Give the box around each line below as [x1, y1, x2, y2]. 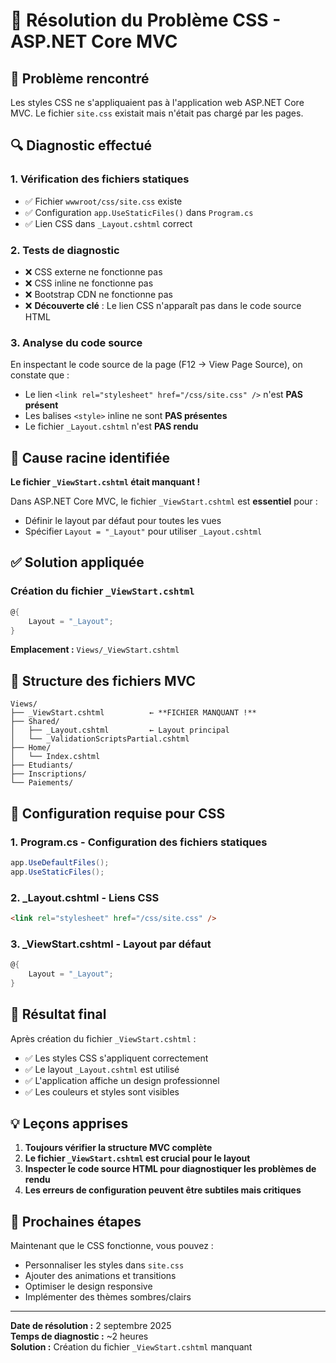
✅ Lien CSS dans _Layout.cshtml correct [24, 217, 193, 229]
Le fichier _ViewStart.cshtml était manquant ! [10, 476, 201, 488]
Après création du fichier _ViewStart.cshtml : [10, 1032, 197, 1044]
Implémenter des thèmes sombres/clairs [24, 1291, 192, 1303]
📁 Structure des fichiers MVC [10, 672, 197, 689]
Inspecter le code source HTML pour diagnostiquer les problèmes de [24, 1163, 317, 1175]
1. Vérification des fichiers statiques [10, 172, 190, 186]
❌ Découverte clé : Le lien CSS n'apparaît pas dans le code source [24, 299, 302, 311]
